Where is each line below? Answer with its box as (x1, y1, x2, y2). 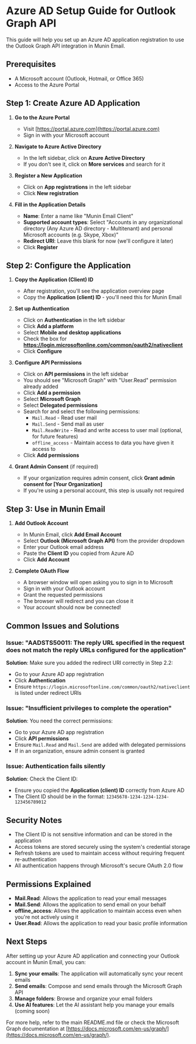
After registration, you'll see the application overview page (23, 287, 165, 295)
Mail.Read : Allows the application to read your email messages (14, 895, 167, 902)
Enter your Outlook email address (23, 544, 104, 551)
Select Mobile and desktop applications (23, 329, 122, 336)
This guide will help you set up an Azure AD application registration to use (6, 36, 184, 43)
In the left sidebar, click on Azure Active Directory (23, 154, 145, 161)
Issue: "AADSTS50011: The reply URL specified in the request (6, 638, 185, 647)
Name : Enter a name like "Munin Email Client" (23, 212, 133, 219)
